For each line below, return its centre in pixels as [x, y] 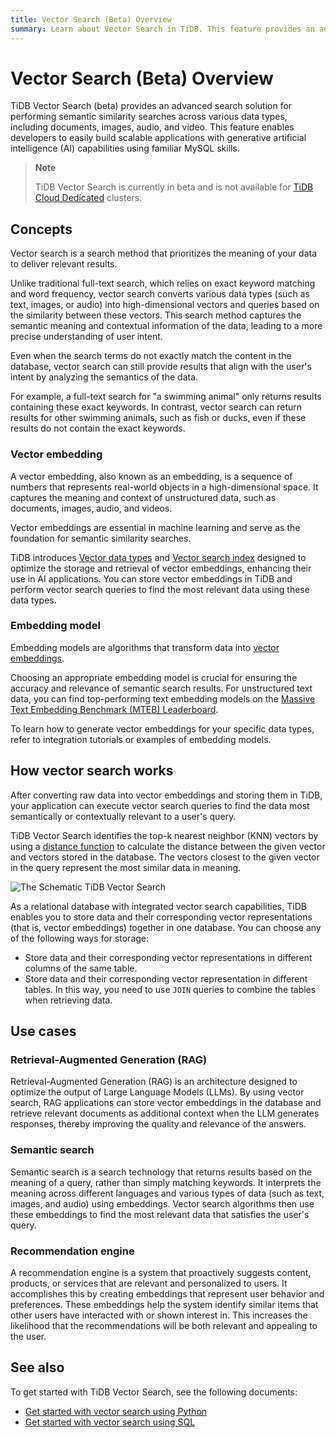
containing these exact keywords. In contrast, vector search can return [156, 407]
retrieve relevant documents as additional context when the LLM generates [165, 1113]
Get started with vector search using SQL [110, 1422]
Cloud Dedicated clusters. [88, 198]
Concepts [41, 229]
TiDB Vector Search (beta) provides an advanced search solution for [151, 106]
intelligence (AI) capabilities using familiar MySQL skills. [125, 148]
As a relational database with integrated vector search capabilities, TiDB [158, 906]
